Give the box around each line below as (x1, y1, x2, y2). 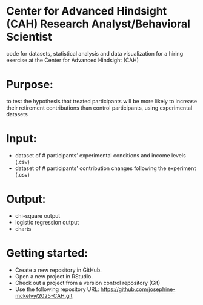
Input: (6, 132, 37, 146)
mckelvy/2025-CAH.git (15, 292, 73, 299)
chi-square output (15, 212, 61, 219)
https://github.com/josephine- (100, 286, 176, 293)
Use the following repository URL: (15, 286, 99, 293)
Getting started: (6, 246, 88, 260)
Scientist (6, 30, 53, 44)
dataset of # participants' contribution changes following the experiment (15, 165, 196, 172)
